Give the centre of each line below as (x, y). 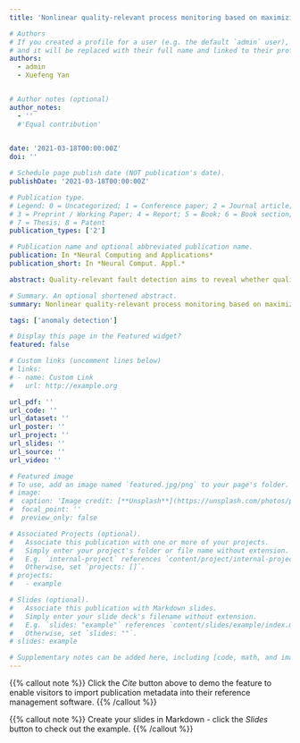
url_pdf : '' (31, 402)
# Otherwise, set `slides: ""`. (74, 633)
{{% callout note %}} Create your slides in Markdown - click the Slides (138, 719)
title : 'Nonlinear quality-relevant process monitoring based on (133, 17)
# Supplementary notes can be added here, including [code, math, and (143, 658)
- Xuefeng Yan (43, 76)
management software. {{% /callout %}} (83, 702)
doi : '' (24, 157)
